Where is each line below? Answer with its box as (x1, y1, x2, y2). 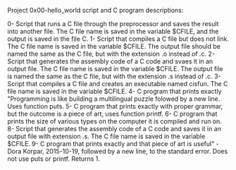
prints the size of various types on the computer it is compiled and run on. (7, 117, 222, 126)
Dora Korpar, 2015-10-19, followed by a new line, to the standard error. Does (7, 147, 228, 155)
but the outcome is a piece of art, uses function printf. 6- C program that (7, 109, 218, 118)
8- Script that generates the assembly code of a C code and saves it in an (7, 125, 222, 133)
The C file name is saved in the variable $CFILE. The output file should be (7, 42, 221, 50)
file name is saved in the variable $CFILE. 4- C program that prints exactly (7, 87, 222, 95)
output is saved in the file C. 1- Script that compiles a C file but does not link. (7, 35, 229, 43)
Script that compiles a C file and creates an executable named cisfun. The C (7, 80, 228, 87)
